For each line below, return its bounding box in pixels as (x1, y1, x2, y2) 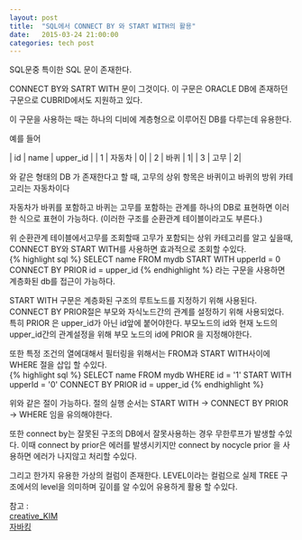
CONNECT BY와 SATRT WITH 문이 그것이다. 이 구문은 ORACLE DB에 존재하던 (9, 83, 288, 95)
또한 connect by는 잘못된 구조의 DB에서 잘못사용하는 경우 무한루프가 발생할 (9, 428, 277, 439)
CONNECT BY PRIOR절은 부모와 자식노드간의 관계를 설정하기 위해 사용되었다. (9, 306, 285, 317)
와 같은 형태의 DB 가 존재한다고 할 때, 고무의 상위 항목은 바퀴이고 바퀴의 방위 (9, 172, 277, 182)
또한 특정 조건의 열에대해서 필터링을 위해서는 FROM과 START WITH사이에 (9, 349, 270, 359)
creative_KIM (9, 511, 59, 522)
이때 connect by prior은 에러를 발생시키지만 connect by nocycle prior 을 (21, 440, 281, 451)
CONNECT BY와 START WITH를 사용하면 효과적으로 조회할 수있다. (9, 244, 247, 255)
